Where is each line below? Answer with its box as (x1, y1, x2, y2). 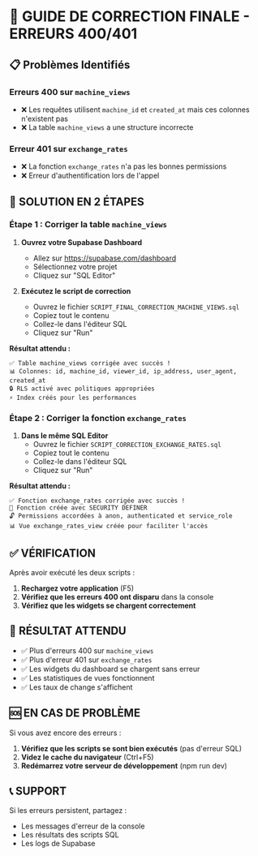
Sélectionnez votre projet (32, 261, 118, 271)
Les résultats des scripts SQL (20, 830, 120, 840)
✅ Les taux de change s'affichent (20, 682, 133, 692)
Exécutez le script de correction (20, 286, 131, 295)
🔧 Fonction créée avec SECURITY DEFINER (9, 504, 148, 512)
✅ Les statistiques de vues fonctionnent (20, 673, 155, 682)
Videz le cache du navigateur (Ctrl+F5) (20, 752, 154, 762)
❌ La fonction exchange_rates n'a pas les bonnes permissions (20, 161, 227, 171)
